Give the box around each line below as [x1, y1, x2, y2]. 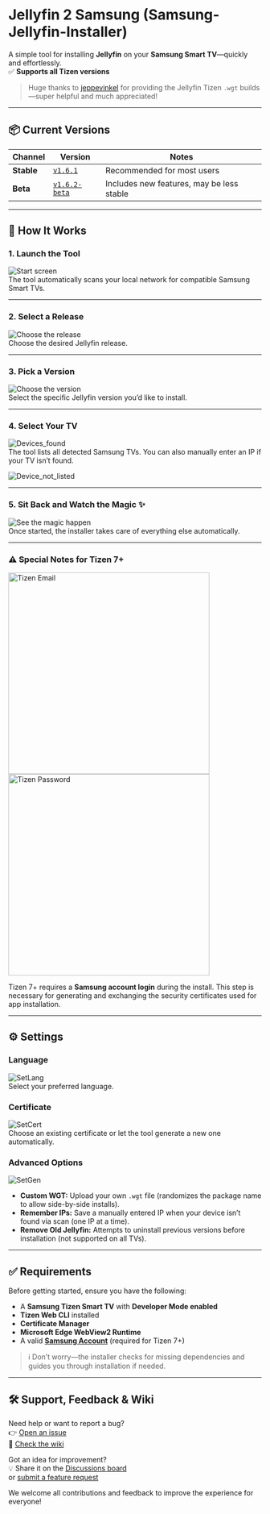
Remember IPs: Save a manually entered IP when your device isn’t [19, 1208, 241, 1218]
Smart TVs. [8, 284, 46, 293]
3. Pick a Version [8, 365, 75, 376]
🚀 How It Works [8, 224, 87, 238]
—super [27, 91, 55, 101]
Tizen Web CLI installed [19, 1310, 100, 1320]
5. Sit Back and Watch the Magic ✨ [8, 499, 146, 510]
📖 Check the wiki [8, 1439, 64, 1449]
